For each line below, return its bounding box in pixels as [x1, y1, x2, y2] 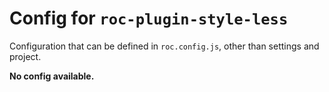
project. [9, 50, 42, 62]
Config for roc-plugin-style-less [9, 7, 289, 30]
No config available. [9, 70, 95, 82]
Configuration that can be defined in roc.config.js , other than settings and [9, 40, 320, 52]
